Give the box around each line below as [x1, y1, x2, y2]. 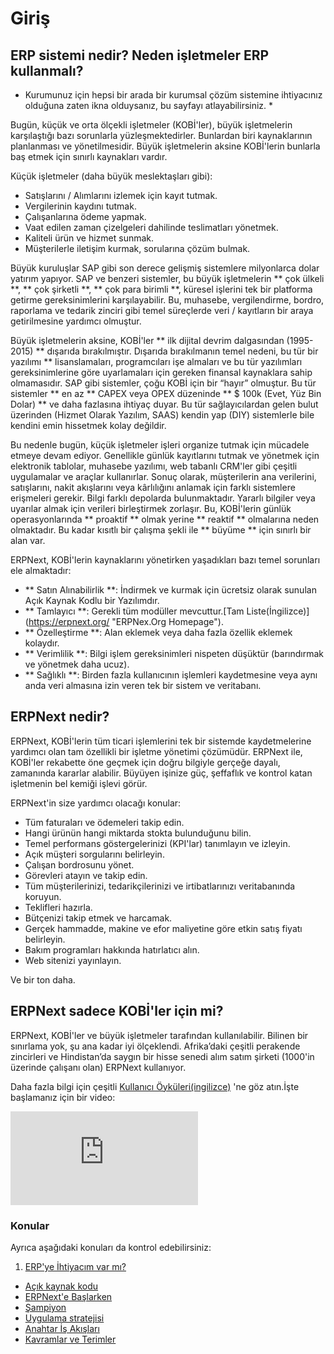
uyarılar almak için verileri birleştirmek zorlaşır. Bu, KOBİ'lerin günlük [10, 503, 292, 514]
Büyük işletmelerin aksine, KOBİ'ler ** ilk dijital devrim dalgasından [10, 335, 285, 346]
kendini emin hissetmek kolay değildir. [10, 420, 167, 431]
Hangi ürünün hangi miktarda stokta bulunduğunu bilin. [24, 827, 252, 839]
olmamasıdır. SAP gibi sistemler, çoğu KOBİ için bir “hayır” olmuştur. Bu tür [10, 377, 317, 389]
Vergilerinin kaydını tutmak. [24, 200, 137, 212]
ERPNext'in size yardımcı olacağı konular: [10, 797, 182, 809]
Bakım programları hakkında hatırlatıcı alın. [24, 943, 200, 956]
